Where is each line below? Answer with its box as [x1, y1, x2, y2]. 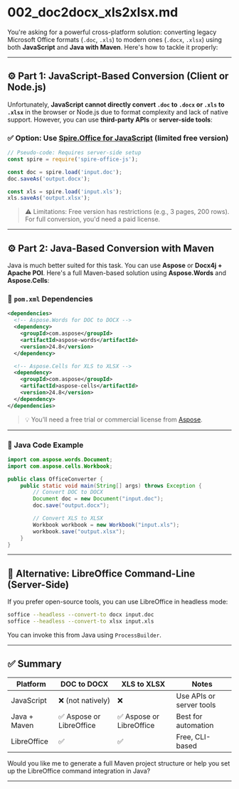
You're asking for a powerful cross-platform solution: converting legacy [7, 28, 217, 36]
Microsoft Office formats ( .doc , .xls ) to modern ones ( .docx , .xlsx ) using [7, 35, 223, 43]
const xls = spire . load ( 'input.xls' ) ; [7, 188, 122, 195]
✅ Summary [7, 658, 62, 670]
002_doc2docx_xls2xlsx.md [7, 4, 179, 21]
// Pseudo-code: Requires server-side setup [7, 149, 142, 156]
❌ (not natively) [58, 695, 110, 705]
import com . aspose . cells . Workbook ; [7, 463, 113, 470]
